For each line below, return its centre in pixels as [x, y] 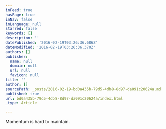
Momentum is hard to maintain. [37, 122]
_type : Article [21, 103]
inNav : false [19, 19]
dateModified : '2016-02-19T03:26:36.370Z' [50, 47]
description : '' [22, 38]
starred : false [21, 29]
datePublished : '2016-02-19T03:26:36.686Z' [52, 43]
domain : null [23, 66]
